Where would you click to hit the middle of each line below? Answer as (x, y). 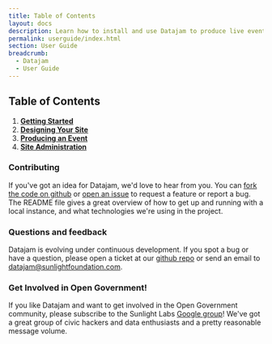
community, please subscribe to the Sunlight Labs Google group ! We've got (134, 314)
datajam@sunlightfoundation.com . (66, 267)
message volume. (38, 331)
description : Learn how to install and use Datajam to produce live (126, 31)
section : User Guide (43, 46)
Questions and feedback (58, 231)
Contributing (34, 168)
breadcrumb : (28, 53)
